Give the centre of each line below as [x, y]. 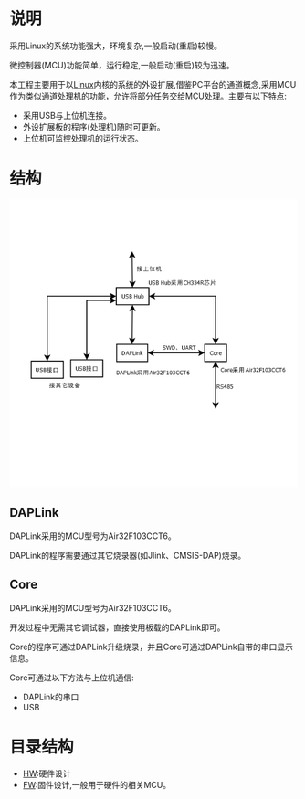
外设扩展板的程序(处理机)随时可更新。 [94, 126]
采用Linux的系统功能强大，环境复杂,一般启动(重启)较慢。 [116, 46]
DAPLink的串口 [51, 697]
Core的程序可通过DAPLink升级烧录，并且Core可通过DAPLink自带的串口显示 [152, 647]
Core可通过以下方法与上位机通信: [72, 678]
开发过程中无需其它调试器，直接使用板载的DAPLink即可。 [117, 627]
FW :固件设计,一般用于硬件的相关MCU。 [97, 785]
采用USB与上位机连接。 [67, 115]
